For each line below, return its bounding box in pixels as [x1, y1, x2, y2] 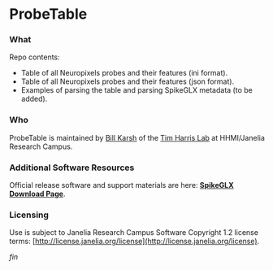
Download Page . [9, 189, 66, 199]
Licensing [9, 209, 50, 220]
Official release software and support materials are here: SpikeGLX [9, 181, 234, 190]
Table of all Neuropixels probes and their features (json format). [20, 76, 235, 86]
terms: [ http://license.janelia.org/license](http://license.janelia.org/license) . [9, 237, 260, 246]
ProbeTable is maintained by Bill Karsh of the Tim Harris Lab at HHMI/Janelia [9, 133, 265, 142]
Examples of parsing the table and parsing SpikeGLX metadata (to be [20, 85, 253, 95]
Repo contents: [9, 52, 60, 62]
